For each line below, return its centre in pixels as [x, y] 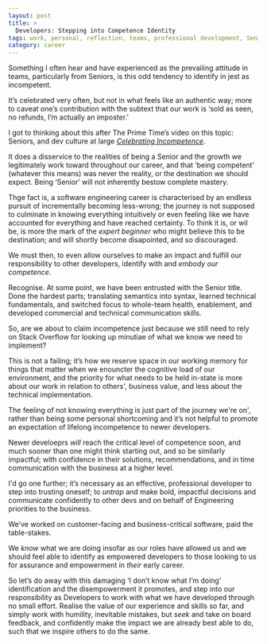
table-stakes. [30, 533]
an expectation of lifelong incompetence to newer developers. [110, 427]
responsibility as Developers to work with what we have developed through [131, 598]
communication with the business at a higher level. [91, 468]
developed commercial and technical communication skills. [105, 313]
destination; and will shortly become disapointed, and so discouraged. [123, 240]
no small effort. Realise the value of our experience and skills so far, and [126, 606]
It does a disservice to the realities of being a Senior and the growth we [125, 157]
